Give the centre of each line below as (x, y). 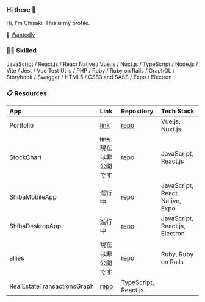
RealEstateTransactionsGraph (52, 286)
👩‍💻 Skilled (21, 51)
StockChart (26, 157)
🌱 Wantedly (21, 35)
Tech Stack (178, 111)
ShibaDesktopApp (35, 226)
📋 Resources (27, 93)
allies (17, 257)
